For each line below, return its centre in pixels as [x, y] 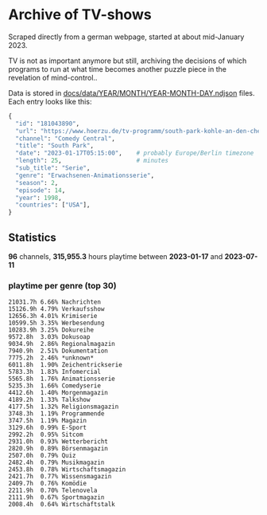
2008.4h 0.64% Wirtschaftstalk [62, 505]
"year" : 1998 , [39, 198]
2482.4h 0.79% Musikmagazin [56, 463]
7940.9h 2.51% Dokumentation [58, 351]
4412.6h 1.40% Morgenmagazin [58, 393]
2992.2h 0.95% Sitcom [46, 435]
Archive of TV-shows [80, 15]
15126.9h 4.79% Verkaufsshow [56, 309]
